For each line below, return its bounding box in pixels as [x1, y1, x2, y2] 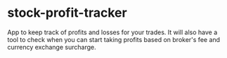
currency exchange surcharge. [7, 43, 96, 51]
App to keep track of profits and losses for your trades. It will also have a [7, 28, 218, 36]
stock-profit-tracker [7, 5, 128, 21]
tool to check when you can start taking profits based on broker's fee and [7, 35, 220, 43]
